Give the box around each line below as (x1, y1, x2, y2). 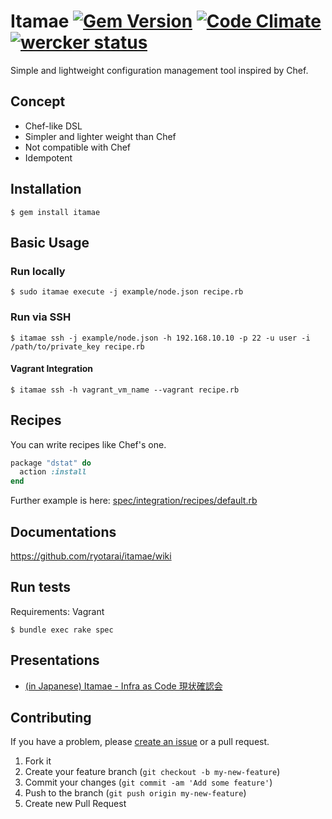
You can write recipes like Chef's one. (10, 438, 167, 450)
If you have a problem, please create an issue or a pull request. (10, 736, 270, 748)
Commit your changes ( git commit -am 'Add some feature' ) (24, 776, 273, 789)
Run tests (10, 579, 71, 596)
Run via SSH (10, 310, 72, 324)
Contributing (10, 710, 92, 727)
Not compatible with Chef (24, 141, 132, 153)
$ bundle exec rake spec (10, 625, 114, 635)
